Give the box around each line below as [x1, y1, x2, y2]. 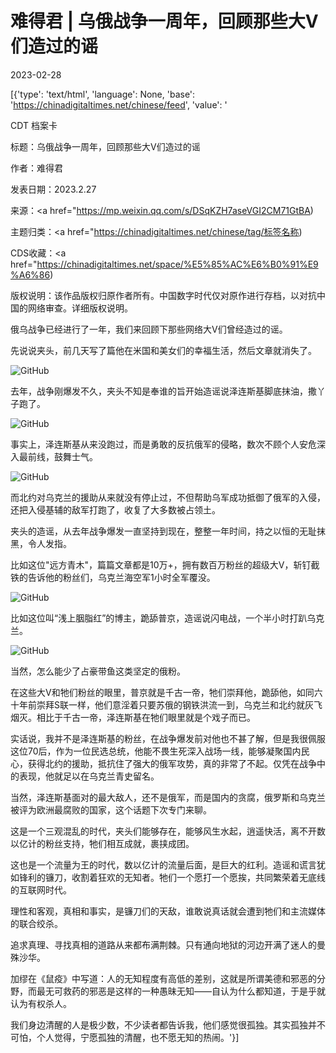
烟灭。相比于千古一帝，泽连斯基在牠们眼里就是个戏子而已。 [10, 711, 256, 723]
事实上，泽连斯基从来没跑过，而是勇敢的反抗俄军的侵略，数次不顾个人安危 [10, 438, 317, 450]
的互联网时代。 [10, 883, 72, 896]
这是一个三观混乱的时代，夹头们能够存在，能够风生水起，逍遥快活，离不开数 [10, 825, 326, 837]
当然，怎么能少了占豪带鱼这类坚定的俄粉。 [10, 665, 186, 677]
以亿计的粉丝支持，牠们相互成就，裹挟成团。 [10, 837, 195, 849]
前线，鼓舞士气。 [27, 450, 98, 462]
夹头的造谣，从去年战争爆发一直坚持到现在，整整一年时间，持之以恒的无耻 [10, 525, 317, 537]
